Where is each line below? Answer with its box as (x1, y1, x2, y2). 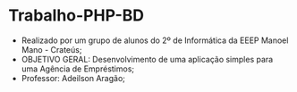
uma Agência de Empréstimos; (21, 63, 135, 74)
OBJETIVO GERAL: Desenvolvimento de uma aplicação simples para (21, 54, 274, 64)
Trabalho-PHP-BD (8, 5, 145, 26)
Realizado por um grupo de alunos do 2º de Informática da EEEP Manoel (21, 35, 289, 46)
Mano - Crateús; (21, 44, 82, 54)
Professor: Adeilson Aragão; (21, 72, 126, 83)
